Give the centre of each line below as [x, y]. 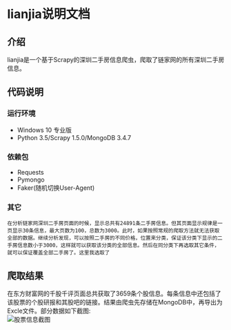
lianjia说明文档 [49, 14]
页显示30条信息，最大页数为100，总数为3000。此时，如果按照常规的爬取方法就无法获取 [113, 231]
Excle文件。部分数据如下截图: [49, 311]
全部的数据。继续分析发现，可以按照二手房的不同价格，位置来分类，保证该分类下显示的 [112, 238]
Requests [30, 172]
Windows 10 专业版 [44, 130]
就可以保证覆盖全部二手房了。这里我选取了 [59, 253]
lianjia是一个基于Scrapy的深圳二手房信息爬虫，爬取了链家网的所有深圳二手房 [116, 60]
